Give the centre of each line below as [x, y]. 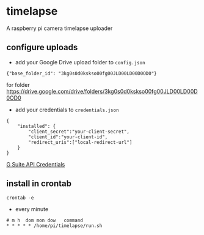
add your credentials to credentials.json [67, 110]
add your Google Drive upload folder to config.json [80, 62]
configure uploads [42, 47]
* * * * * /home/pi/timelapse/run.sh [54, 226]
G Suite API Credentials [36, 164]
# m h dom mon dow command [45, 220]
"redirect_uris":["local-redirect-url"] [80, 142]
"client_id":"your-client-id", [68, 137]
